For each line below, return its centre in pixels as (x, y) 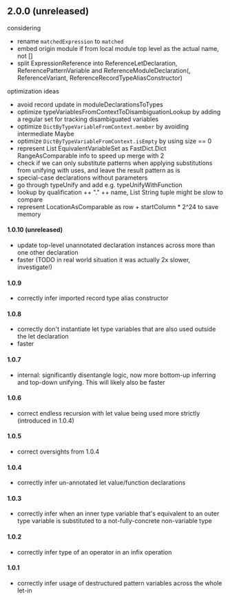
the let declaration (43, 336)
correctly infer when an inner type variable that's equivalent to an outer (118, 514)
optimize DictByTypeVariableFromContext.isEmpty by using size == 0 (114, 141)
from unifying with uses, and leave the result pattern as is (98, 170)
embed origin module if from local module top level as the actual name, (118, 48)
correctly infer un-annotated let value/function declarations (101, 483)
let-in (24, 590)
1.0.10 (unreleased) (35, 230)
